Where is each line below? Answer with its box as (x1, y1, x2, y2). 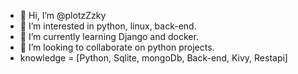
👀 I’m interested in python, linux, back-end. (19, 20, 197, 32)
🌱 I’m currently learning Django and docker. (19, 31, 199, 42)
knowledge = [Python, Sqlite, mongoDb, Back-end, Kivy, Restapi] (19, 52, 288, 64)
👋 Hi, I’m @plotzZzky (19, 10, 107, 21)
